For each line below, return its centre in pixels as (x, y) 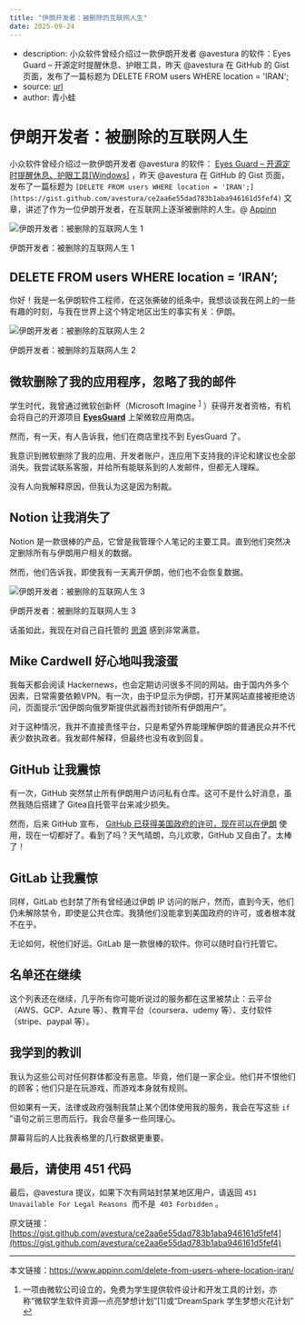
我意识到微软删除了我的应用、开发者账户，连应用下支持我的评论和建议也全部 (152, 455)
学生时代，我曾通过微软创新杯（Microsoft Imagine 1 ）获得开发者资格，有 (146, 405)
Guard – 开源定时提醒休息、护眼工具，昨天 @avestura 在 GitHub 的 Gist (156, 65)
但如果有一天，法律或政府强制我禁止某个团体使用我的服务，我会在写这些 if (150, 1107)
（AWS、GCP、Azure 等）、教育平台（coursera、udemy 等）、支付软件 (141, 1010)
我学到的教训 (45, 1053)
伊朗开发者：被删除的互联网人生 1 (72, 248)
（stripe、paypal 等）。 (52, 1021)
